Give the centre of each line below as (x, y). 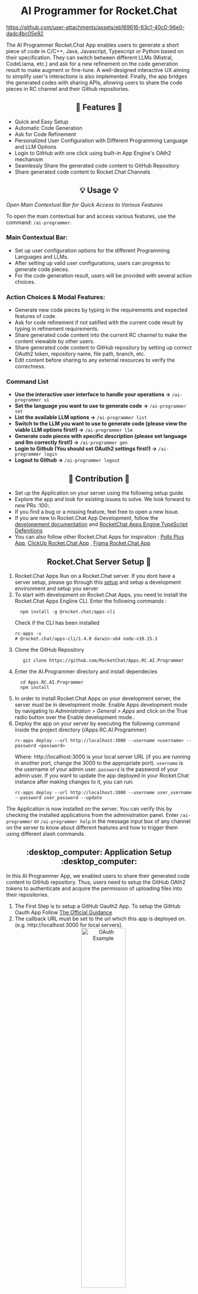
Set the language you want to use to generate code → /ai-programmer (100, 406)
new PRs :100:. (33, 505)
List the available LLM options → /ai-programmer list (81, 417)
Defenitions (29, 531)
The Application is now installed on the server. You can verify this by (89, 809)
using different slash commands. (46, 834)
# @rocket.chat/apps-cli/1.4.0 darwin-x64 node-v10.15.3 (86, 639)
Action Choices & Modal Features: (56, 297)
